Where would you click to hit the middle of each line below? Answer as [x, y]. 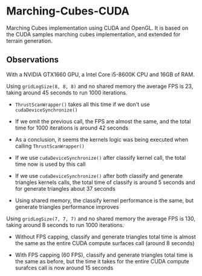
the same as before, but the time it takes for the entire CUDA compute [102, 261]
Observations [33, 60]
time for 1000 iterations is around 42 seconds [72, 128]
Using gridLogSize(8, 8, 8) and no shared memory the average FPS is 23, [100, 86]
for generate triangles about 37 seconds [65, 188]
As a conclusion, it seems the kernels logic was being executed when [102, 139]
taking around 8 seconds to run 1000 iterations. [65, 225]
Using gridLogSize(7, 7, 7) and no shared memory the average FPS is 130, [101, 218]
